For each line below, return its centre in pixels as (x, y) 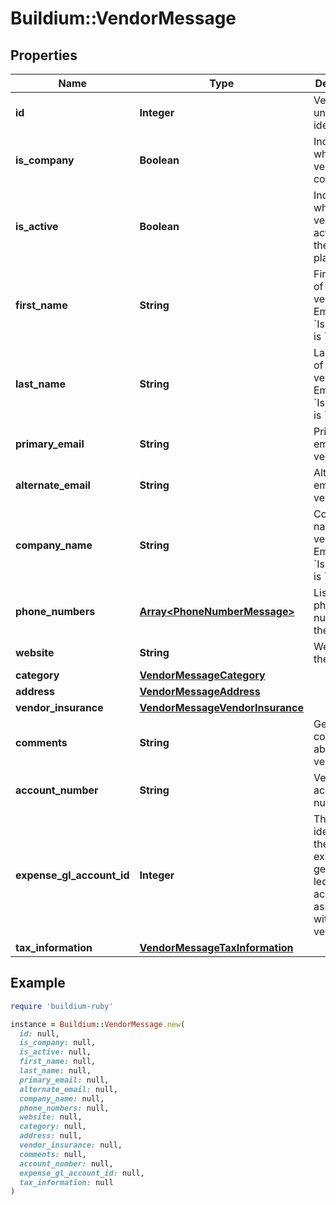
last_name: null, (55, 1071)
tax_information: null (66, 1182)
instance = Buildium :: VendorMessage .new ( (98, 1024)
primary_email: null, (64, 1080)
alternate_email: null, (68, 1089)
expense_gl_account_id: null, (82, 1173)
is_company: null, (58, 1043)
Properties (44, 55)
